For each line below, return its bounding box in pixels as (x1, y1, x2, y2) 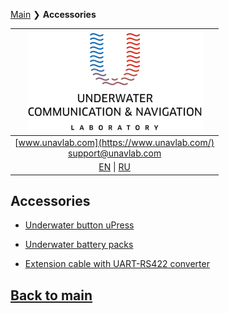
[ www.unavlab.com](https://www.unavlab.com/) (14, 136, 215, 148)
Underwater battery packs (24, 239, 134, 251)
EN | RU (98, 161, 131, 173)
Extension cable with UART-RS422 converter (24, 258, 210, 270)
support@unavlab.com (68, 147, 162, 159)
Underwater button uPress (24, 219, 135, 231)
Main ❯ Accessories (10, 9, 97, 20)
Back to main (10, 287, 93, 304)
